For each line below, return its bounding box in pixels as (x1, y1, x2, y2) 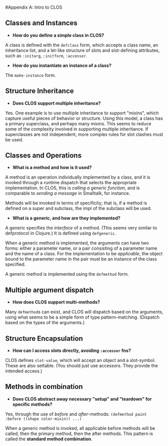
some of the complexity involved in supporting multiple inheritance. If (5, 126, 148, 132)
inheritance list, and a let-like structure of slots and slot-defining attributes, (5, 47, 160, 53)
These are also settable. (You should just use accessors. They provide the (5, 362, 158, 369)
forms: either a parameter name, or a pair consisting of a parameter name (5, 245, 157, 251)
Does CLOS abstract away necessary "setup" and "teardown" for (12, 396, 152, 402)
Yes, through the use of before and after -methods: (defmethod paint (5, 411, 147, 417)
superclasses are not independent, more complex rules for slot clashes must (5, 131, 163, 137)
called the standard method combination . (5, 435, 93, 442)
